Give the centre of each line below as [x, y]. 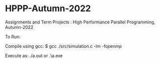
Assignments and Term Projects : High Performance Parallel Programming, [80, 22]
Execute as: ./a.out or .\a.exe [34, 55]
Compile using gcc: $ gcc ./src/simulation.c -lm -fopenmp [64, 46]
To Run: [13, 37]
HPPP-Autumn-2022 [48, 9]
